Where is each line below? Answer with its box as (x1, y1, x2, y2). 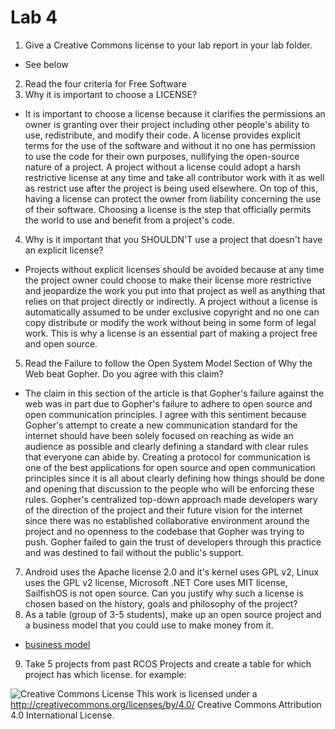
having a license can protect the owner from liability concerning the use (24, 192, 322, 205)
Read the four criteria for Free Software (24, 77, 187, 90)
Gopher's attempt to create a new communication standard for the (24, 419, 298, 431)
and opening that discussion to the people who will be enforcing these (24, 482, 315, 495)
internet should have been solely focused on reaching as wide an (24, 429, 294, 441)
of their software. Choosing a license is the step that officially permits (24, 203, 312, 215)
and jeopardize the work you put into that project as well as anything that (24, 284, 326, 296)
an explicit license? (24, 244, 104, 256)
